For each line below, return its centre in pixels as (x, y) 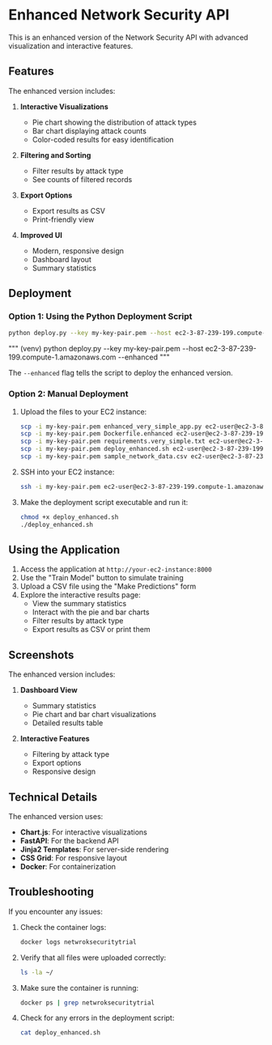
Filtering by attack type (71, 754)
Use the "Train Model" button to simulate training (102, 578)
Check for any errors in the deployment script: (97, 1018)
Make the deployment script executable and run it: (104, 502)
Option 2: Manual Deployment (68, 394)
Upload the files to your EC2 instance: (83, 411)
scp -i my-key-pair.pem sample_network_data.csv (104, 457)
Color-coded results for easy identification (103, 139)
